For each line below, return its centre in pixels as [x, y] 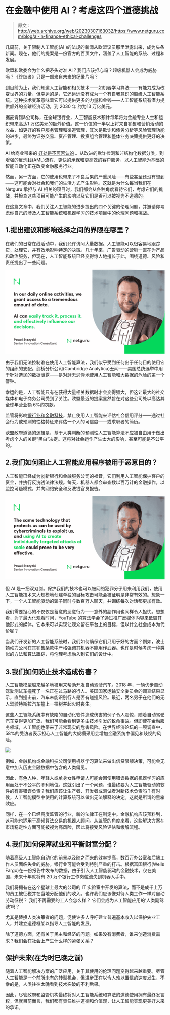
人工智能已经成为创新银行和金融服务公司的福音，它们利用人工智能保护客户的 [85, 476]
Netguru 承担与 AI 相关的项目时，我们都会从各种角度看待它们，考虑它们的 [82, 189]
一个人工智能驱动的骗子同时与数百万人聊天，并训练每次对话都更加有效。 [89, 601]
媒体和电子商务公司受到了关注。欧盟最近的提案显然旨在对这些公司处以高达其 [85, 399]
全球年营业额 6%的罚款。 [32, 405]
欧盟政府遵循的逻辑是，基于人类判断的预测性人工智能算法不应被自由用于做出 [85, 433]
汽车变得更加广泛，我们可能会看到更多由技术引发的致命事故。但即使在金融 [83, 721]
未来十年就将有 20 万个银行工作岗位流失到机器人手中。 [71, 876]
